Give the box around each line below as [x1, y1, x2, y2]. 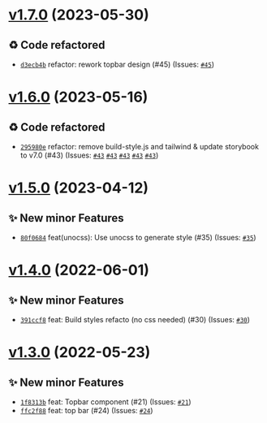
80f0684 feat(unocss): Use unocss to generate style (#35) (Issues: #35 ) [19, 233, 257, 242]
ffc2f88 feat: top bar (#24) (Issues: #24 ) [19, 406, 153, 415]
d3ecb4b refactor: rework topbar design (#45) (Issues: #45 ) [19, 59, 215, 69]
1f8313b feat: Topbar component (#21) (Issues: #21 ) [19, 397, 192, 407]
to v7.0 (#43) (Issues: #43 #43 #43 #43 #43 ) [19, 150, 159, 160]
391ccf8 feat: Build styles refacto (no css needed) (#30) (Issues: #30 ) [19, 315, 250, 324]
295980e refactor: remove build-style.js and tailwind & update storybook [19, 142, 260, 151]
